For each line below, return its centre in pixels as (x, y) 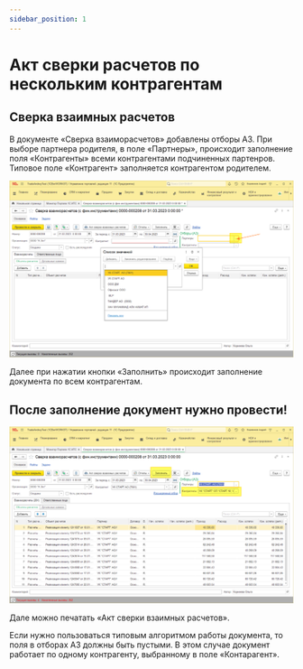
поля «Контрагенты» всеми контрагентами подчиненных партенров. (142, 158)
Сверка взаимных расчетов (92, 117)
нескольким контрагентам (116, 84)
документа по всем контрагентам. (76, 381)
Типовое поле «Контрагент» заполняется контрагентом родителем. (140, 168)
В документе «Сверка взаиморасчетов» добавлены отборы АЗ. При (141, 139)
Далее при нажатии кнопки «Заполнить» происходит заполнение (136, 372)
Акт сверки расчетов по (105, 65)
